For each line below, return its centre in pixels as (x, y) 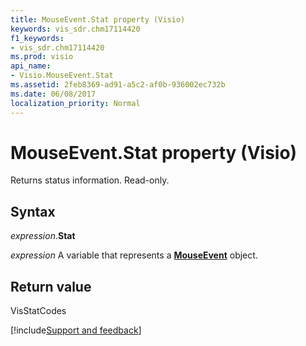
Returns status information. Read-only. (90, 180)
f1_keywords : (37, 38)
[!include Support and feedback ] (76, 330)
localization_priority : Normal (75, 103)
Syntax (33, 211)
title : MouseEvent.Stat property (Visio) (98, 19)
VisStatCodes (38, 311)
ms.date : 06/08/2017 (53, 94)
